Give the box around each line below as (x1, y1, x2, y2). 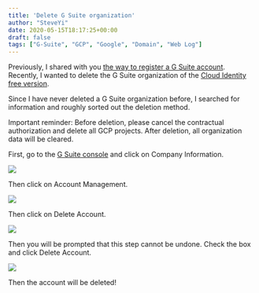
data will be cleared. (8, 134, 74, 144)
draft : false (8, 33, 51, 42)
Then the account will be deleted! (8, 278, 117, 288)
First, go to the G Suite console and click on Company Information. (8, 150, 224, 159)
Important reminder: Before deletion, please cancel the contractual (8, 118, 224, 127)
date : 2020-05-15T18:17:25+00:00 (8, 26, 118, 34)
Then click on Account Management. (8, 180, 128, 189)
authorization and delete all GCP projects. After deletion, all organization (8, 126, 242, 136)
